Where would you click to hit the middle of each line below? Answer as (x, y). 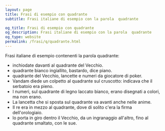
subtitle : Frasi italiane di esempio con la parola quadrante (72, 19)
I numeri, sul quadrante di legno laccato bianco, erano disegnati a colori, (86, 91)
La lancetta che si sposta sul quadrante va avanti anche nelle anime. (82, 102)
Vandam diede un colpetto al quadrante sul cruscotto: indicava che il (82, 81)
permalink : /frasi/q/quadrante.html (43, 42)
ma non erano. (27, 96)
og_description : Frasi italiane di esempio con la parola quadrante (79, 33)
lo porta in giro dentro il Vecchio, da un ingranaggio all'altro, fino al (80, 118)
